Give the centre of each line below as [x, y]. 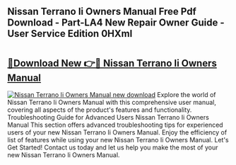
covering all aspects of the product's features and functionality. [100, 110]
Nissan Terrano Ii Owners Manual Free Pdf [102, 12]
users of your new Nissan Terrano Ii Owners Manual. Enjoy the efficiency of [117, 132]
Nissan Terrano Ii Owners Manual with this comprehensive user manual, [112, 102]
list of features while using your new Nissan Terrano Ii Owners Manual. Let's [118, 140]
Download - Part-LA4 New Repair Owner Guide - [116, 23]
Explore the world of [187, 95]
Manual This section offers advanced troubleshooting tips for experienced [116, 125]
